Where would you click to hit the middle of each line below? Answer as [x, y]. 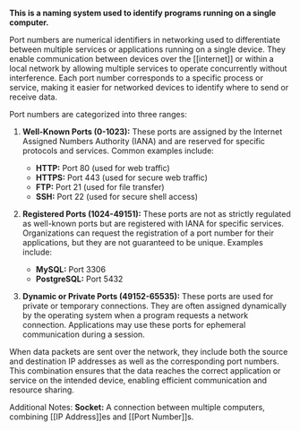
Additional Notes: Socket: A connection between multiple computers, [137, 407]
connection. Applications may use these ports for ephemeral [134, 325]
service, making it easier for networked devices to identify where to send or [149, 87]
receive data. [34, 97]
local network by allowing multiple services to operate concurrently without [148, 68]
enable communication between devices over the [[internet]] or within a [142, 59]
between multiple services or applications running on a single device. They [148, 49]
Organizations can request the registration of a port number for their [148, 233]
